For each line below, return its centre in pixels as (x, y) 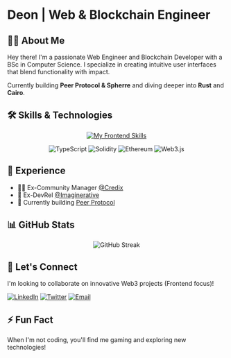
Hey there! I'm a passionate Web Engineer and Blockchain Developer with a (115, 57)
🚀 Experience (36, 171)
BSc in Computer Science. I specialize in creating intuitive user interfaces (112, 65)
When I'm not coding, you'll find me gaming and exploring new (97, 340)
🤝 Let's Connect (42, 267)
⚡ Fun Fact (30, 319)
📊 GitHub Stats (41, 225)
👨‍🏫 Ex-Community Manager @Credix (70, 187)
